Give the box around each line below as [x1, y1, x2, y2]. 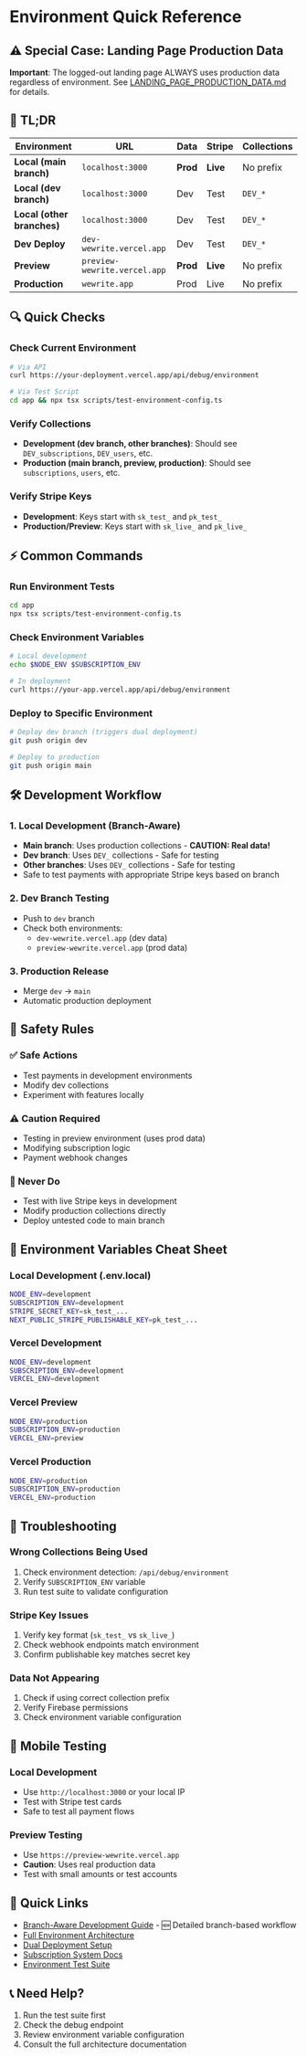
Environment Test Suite [22, 1959, 111, 1970]
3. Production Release [9, 965, 110, 977]
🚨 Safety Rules [9, 1021, 94, 1038]
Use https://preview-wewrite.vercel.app [22, 1850, 180, 1861]
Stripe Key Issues [9, 1609, 90, 1621]
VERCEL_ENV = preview [9, 1434, 84, 1443]
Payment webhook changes [22, 1152, 128, 1163]
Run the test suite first [22, 2010, 107, 2020]
